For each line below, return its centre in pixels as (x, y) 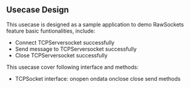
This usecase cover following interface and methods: (73, 67)
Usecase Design (38, 10)
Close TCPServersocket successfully (61, 55)
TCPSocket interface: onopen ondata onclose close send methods (98, 78)
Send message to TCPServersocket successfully (76, 49)
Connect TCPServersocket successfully (65, 42)
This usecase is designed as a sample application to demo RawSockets (95, 24)
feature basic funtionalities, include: (51, 31)
